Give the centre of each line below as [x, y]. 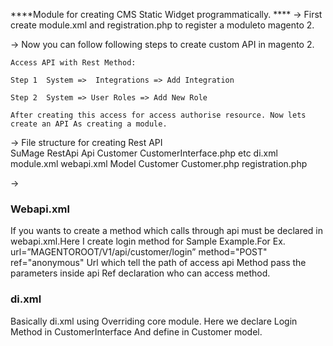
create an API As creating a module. [89, 124]
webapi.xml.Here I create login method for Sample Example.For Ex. [148, 241]
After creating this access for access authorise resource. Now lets [158, 115]
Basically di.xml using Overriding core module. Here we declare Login [154, 321]
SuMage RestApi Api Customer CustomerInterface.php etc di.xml [144, 153]
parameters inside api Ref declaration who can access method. [140, 273]
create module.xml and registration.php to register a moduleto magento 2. [162, 25]
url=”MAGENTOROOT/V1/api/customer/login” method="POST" [139, 252]
